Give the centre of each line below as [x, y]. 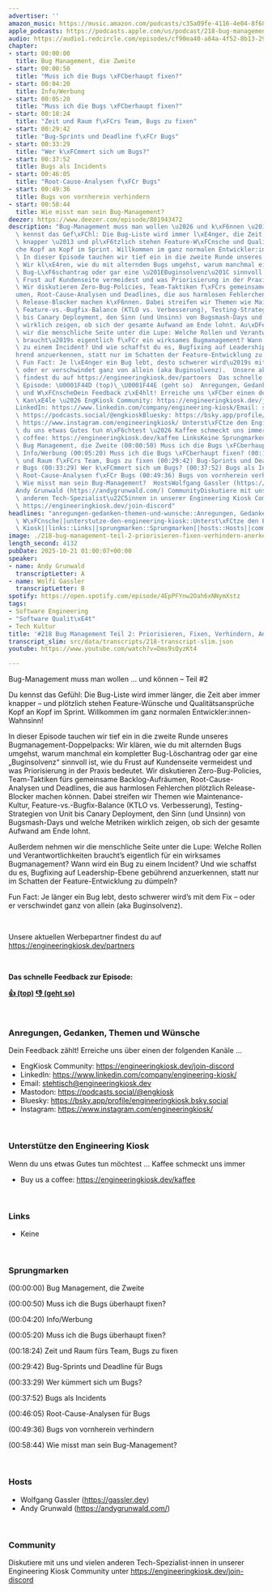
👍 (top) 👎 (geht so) [42, 993]
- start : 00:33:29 [39, 144]
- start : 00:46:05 [39, 174]
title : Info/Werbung [50, 91]
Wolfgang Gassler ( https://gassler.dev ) [85, 1500]
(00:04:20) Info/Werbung [51, 1320]
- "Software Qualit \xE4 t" [52, 618]
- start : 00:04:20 [39, 83]
